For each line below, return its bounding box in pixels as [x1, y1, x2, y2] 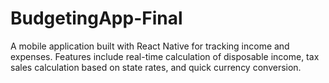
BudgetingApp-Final [10, 7, 183, 30]
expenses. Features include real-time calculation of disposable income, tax [10, 50, 320, 62]
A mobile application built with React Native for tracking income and [10, 40, 290, 52]
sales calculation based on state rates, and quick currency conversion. [10, 61, 302, 73]
